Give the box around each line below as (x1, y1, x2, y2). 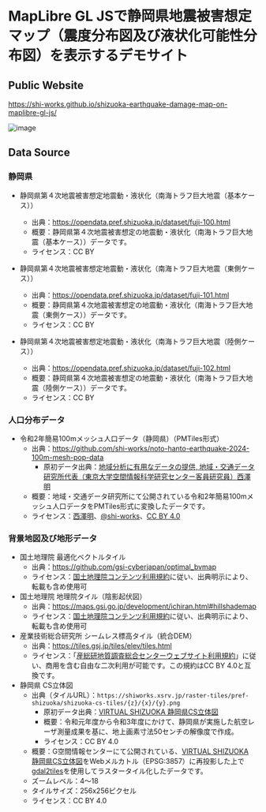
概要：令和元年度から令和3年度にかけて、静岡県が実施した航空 (43, 717, 249, 727)
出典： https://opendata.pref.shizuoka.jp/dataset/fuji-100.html (31, 217, 231, 226)
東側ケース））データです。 (45, 309, 132, 320)
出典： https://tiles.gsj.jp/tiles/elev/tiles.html (31, 641, 172, 651)
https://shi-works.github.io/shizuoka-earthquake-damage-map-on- (8, 99, 228, 109)
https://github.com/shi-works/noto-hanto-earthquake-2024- (52, 443, 250, 453)
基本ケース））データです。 (45, 237, 132, 246)
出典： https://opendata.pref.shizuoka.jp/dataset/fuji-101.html (31, 290, 230, 300)
